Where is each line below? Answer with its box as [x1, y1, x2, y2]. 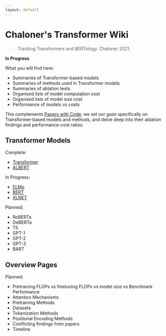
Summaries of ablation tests [12, 85, 70, 91]
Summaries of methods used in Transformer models [12, 80, 120, 86]
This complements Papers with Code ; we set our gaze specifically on [5, 111, 148, 117]
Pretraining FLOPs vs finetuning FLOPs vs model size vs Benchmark [12, 284, 153, 290]
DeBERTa [12, 219, 32, 226]
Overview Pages [5, 260, 57, 269]
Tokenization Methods [12, 310, 58, 316]
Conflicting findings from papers [12, 321, 80, 327]
